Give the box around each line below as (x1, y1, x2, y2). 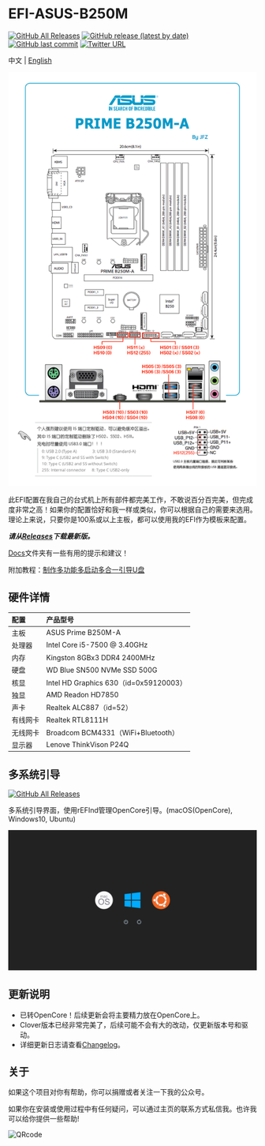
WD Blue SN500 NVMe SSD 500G (46, 665, 158, 674)
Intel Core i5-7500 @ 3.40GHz (46, 641, 148, 650)
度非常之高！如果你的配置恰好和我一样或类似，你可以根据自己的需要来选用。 (8, 505, 257, 514)
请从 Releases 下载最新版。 (8, 532, 95, 541)
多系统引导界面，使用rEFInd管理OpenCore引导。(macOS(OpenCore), (8, 806, 233, 815)
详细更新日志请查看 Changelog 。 (19, 1039, 125, 1049)
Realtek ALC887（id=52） (46, 703, 132, 712)
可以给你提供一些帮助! (8, 1114, 80, 1124)
